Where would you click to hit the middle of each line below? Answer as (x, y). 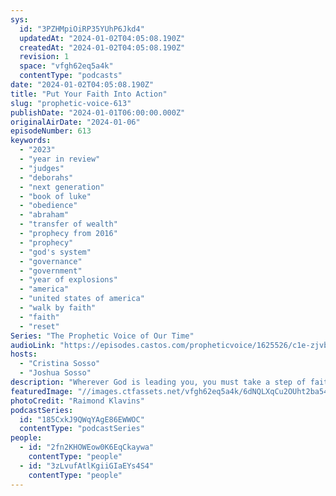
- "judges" (42, 168)
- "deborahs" (46, 177)
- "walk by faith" (58, 308)
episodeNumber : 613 (51, 131)
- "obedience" (48, 206)
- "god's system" (55, 252)
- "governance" (51, 261)
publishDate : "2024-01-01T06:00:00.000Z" (98, 112)
